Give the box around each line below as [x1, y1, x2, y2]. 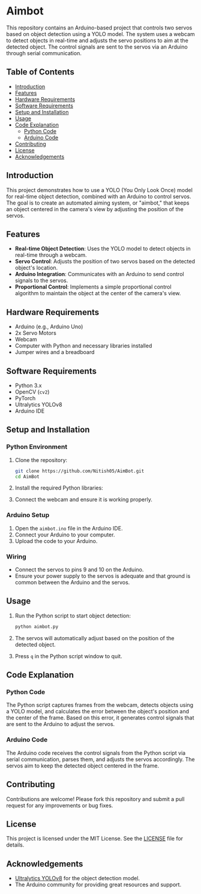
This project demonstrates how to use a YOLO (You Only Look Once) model [6, 186, 193, 193]
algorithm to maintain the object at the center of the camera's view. [14, 290, 181, 297]
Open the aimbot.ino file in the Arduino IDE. [14, 524, 123, 532]
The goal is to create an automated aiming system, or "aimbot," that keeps [6, 199, 190, 206]
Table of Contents [6, 67, 75, 77]
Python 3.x [14, 382, 42, 389]
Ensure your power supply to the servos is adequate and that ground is [14, 572, 191, 580]
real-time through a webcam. [14, 251, 87, 259]
